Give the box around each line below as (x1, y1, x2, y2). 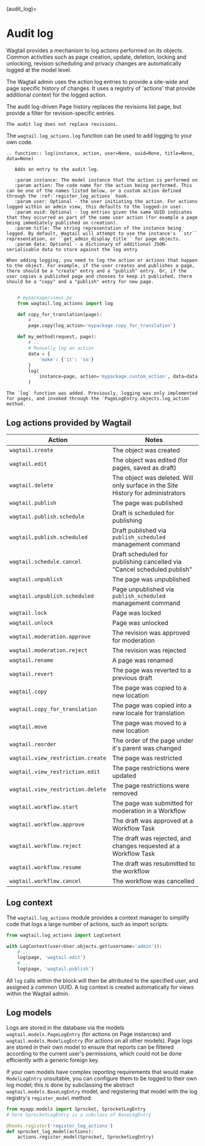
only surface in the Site (112, 481, 179, 490)
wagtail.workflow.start (9, 804, 79, 810)
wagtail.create (9, 447, 54, 454)
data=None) (6, 155, 34, 161)
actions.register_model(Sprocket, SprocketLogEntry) (17, 1134, 154, 1140)
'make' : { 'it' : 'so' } (38, 356, 95, 362)
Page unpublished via (112, 585, 174, 593)
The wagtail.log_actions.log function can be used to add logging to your (6, 131, 192, 139)
